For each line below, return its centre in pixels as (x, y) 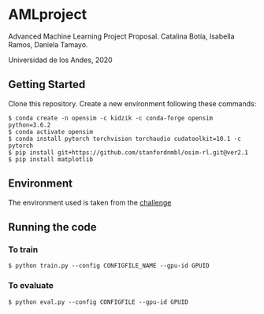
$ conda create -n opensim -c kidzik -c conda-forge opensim (111, 118)
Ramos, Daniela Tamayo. (48, 44)
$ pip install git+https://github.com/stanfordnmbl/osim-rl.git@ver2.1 (128, 152)
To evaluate (31, 286)
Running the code (52, 227)
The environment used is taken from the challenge (90, 202)
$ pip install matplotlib (50, 159)
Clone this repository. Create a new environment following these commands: (132, 103)
